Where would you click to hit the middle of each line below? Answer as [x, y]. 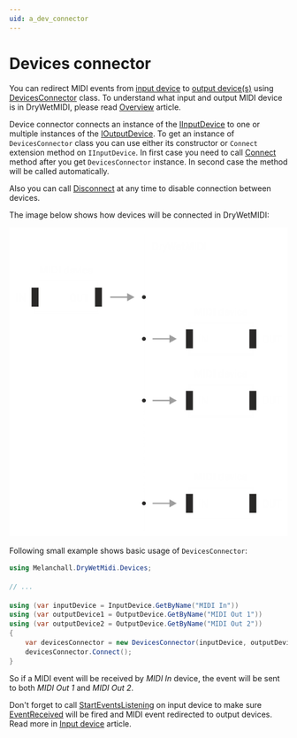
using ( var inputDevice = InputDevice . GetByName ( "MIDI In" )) [124, 605]
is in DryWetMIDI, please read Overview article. [95, 107]
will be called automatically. [59, 171]
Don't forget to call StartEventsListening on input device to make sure [136, 704]
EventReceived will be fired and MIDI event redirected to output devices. [141, 714]
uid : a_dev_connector [49, 19]
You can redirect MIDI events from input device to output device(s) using [141, 88]
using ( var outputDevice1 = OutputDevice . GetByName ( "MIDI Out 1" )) [136, 615]
